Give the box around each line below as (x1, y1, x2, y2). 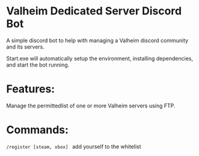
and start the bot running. (6, 61, 70, 68)
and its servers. (6, 43, 45, 50)
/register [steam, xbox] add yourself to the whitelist (6, 143, 141, 150)
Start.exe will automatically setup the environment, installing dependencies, (6, 55, 194, 62)
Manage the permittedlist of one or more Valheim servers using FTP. (6, 102, 176, 109)
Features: (6, 82, 55, 96)
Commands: (6, 123, 69, 137)
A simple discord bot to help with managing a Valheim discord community (6, 37, 189, 44)
